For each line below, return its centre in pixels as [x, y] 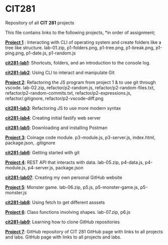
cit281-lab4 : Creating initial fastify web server [53, 118]
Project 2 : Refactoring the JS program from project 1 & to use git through [80, 82]
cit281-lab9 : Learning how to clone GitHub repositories [62, 222]
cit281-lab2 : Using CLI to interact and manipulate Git [60, 72]
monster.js [16, 193]
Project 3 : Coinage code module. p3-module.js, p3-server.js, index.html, [80, 137]
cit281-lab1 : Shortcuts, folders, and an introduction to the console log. [78, 63]
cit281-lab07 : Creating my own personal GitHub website [64, 177]
